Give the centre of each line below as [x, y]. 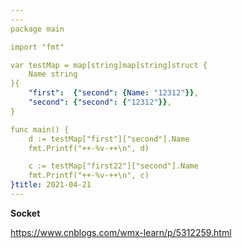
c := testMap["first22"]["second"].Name [113, 166]
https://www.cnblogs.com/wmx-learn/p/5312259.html [121, 232]
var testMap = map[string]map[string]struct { [109, 65]
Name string [53, 74]
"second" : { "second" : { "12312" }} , [100, 102]
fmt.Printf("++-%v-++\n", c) [89, 176]
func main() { [40, 129]
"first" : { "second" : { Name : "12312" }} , [113, 93]
